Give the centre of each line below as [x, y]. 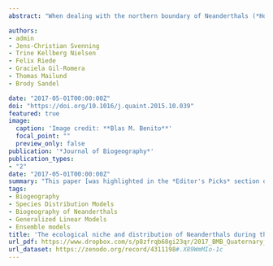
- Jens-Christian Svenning [54, 46]
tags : [17, 189]
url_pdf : [23, 242]
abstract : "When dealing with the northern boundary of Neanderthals [129, 16]
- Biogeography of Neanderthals [63, 211]
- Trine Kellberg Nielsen [52, 54]
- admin [22, 38]
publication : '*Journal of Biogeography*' [81, 151]
